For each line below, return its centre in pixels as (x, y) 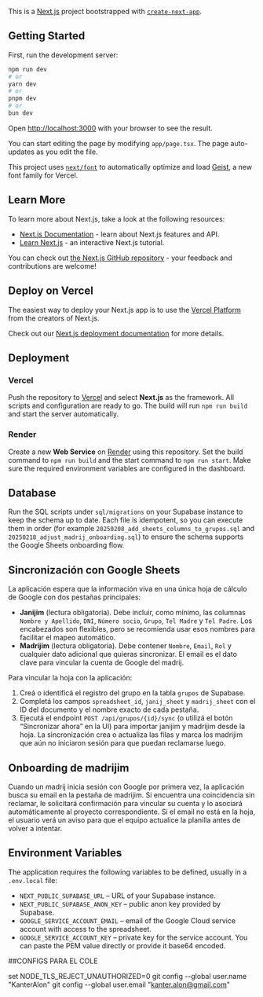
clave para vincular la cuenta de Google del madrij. (102, 662)
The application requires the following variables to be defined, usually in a (128, 872)
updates (22, 152)
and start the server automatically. (64, 414)
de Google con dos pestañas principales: (75, 597)
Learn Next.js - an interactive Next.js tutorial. (92, 242)
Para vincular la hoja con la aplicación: (70, 678)
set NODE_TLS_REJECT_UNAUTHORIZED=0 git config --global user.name (128, 976)
